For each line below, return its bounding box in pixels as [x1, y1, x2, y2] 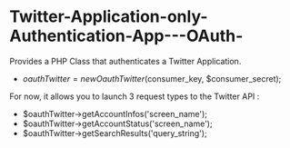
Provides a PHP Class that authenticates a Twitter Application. [9, 55, 242, 66]
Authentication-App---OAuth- [9, 25, 244, 46]
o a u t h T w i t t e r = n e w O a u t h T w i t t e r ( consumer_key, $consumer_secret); [22, 73, 282, 84]
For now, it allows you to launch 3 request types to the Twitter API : [9, 91, 260, 102]
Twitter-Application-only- [9, 6, 208, 27]
